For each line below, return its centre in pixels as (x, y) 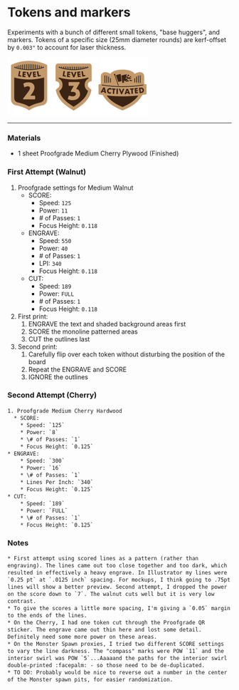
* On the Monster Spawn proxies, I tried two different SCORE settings (116, 644)
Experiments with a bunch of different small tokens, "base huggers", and (114, 32)
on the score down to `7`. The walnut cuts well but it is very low (111, 594)
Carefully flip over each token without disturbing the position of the (127, 354)
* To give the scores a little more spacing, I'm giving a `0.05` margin (119, 609)
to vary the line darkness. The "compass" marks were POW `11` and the (116, 652)
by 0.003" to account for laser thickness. (67, 47)
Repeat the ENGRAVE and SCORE (77, 369)
